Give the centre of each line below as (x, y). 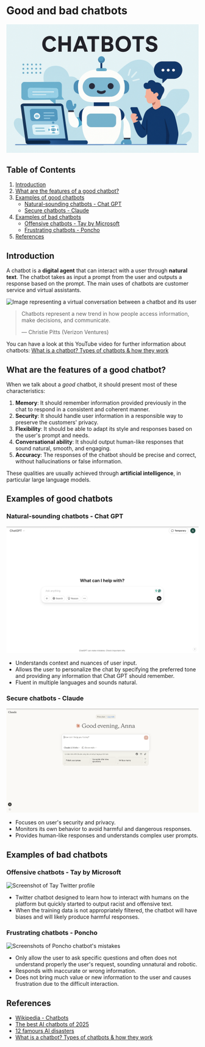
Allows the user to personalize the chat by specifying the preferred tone (106, 669)
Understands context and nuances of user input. (76, 663)
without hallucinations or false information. (69, 461)
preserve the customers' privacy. (57, 422)
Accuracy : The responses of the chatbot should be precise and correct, (106, 455)
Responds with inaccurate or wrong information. (76, 971)
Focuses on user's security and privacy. (65, 822)
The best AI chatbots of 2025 (52, 1024)
